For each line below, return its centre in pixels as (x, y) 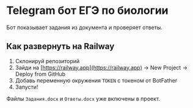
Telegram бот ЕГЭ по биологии (87, 11)
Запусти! (27, 87)
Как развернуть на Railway (60, 46)
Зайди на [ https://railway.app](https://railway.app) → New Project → (101, 67)
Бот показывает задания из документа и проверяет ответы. (85, 27)
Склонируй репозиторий (47, 61)
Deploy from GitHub (40, 74)
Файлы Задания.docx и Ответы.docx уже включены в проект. (83, 98)
